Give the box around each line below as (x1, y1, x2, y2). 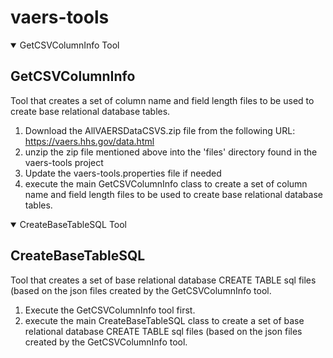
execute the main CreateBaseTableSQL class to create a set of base (24, 314, 305, 326)
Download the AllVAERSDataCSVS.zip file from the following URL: (24, 124, 296, 136)
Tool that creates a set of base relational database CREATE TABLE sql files (10, 274, 317, 286)
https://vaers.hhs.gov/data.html (24, 135, 155, 147)
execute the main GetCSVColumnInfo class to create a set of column (24, 177, 308, 190)
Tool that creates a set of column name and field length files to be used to (10, 94, 315, 106)
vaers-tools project (24, 156, 104, 168)
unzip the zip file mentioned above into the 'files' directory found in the (24, 146, 318, 158)
